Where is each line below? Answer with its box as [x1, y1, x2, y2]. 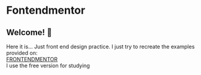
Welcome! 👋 [6, 27, 52, 37]
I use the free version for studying [6, 62, 90, 69]
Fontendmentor [6, 4, 86, 17]
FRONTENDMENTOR [6, 56, 58, 62]
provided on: [6, 49, 38, 57]
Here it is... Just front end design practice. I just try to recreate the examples [6, 43, 195, 50]
